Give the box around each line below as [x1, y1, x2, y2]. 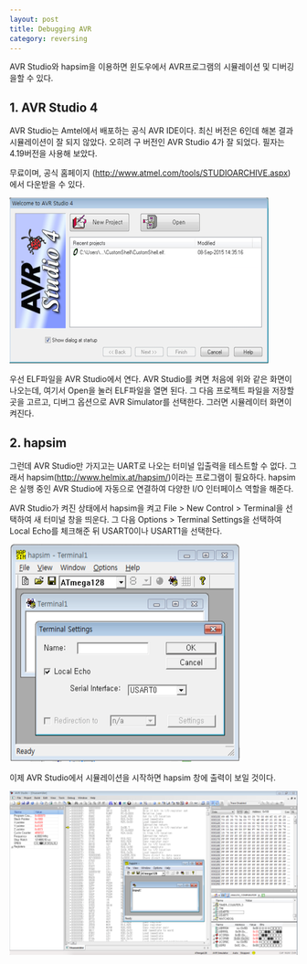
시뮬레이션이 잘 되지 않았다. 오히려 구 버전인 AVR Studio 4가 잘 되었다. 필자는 [9, 137, 285, 148]
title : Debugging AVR [9, 24, 92, 34]
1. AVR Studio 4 [9, 100, 99, 115]
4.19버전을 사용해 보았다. [9, 148, 98, 159]
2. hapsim [9, 435, 67, 450]
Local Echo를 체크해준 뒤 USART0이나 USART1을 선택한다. [9, 525, 223, 536]
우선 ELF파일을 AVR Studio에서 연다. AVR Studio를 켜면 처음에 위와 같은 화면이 [9, 374, 292, 385]
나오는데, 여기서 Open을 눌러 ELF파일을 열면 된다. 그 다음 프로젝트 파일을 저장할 [9, 385, 295, 397]
